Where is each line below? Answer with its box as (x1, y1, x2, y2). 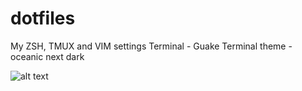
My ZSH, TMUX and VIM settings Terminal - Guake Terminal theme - (10, 40, 293, 52)
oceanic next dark (10, 50, 85, 62)
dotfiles (10, 7, 76, 30)
